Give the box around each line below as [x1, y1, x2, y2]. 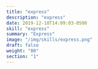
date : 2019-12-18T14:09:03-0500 [6, 20, 87, 26]
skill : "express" [6, 25, 50, 32]
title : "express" [6, 8, 50, 15]
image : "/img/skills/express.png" [6, 37, 93, 43]
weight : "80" [6, 48, 39, 54]
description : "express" [6, 14, 66, 20]
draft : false [6, 43, 39, 49]
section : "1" [6, 53, 39, 59]
